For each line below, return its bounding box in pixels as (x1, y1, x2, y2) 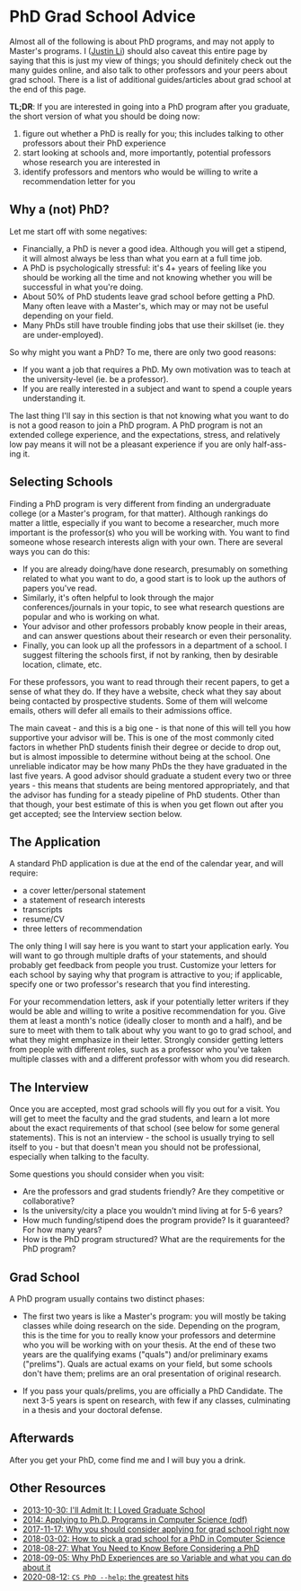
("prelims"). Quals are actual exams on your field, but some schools (22, 1359, 273, 1369)
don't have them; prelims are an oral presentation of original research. (22, 1368, 281, 1379)
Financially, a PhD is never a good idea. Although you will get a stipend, (22, 243, 288, 253)
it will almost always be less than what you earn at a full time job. (22, 253, 262, 263)
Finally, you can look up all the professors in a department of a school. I (22, 640, 288, 651)
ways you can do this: (9, 546, 91, 556)
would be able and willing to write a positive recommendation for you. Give (9, 1006, 286, 1017)
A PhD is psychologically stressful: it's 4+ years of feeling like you (22, 262, 267, 273)
